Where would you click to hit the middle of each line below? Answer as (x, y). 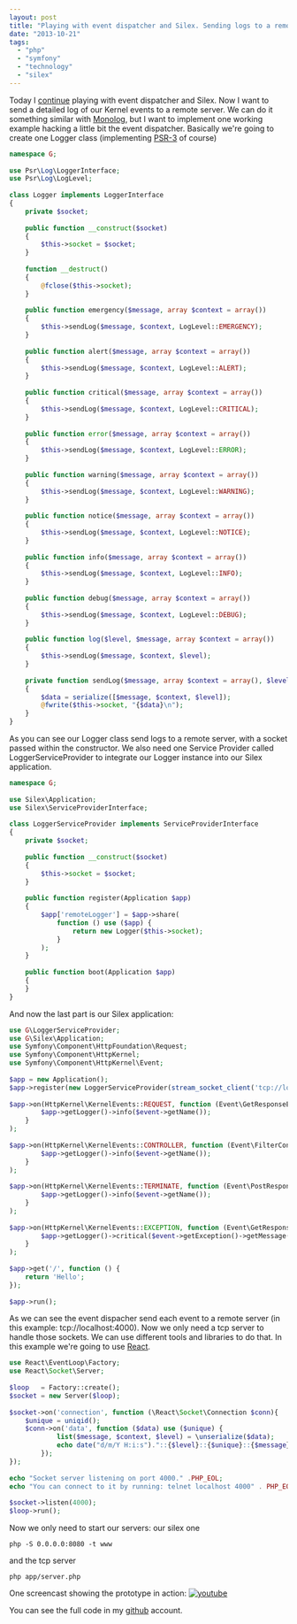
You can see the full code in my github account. (96, 1610)
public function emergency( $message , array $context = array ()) (146, 311)
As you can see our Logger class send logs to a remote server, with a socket (148, 739)
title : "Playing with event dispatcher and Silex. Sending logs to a (140, 26)
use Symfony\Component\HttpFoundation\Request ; (99, 1047)
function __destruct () (67, 269)
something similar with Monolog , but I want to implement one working (136, 119)
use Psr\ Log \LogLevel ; (51, 179)
